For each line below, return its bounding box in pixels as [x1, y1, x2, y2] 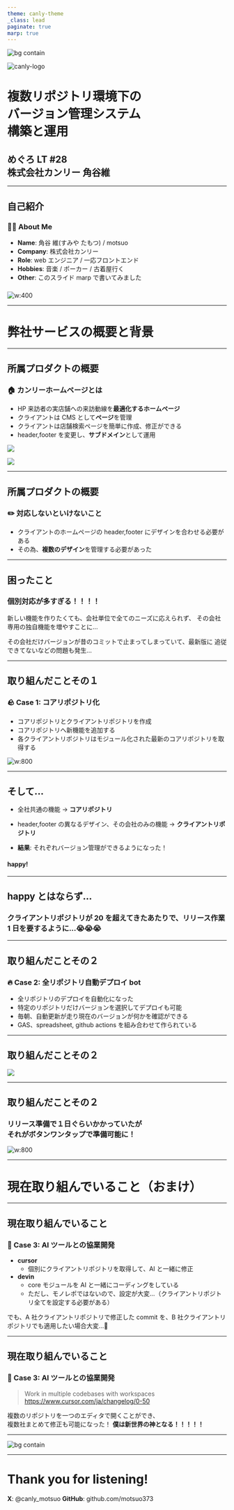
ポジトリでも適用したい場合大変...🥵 [7, 1322, 109, 1330]
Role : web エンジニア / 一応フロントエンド [17, 256, 139, 264]
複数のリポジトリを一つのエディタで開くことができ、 [7, 1411, 159, 1419]
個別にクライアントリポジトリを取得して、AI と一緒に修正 [27, 1265, 194, 1273]
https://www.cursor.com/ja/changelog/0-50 [24, 1396, 150, 1405]
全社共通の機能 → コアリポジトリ [17, 806, 113, 814]
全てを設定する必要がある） [33, 1298, 114, 1307]
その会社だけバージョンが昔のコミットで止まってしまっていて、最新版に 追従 [7, 637, 228, 645]
